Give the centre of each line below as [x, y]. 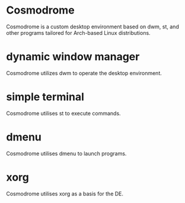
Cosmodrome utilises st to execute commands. [63, 113]
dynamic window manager [73, 57]
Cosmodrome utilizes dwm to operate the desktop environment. [84, 73]
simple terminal [45, 97]
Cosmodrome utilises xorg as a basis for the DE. [65, 194]
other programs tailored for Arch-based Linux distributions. [78, 32]
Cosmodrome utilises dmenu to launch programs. [66, 153]
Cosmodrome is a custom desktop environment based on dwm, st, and [92, 27]
